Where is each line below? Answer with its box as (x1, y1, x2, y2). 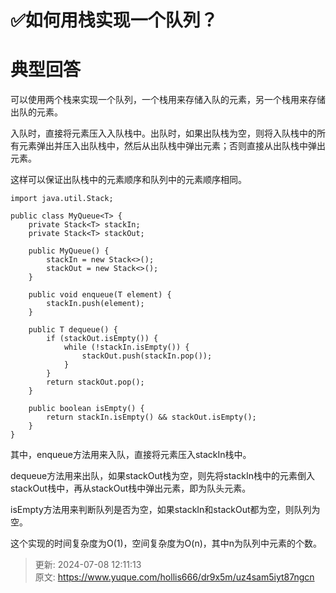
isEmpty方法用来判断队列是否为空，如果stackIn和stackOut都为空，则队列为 (10, 504, 321, 516)
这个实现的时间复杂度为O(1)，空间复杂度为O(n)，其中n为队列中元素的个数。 (10, 537, 323, 550)
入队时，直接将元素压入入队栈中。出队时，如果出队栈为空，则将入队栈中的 (10, 127, 317, 140)
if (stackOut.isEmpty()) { (46, 334, 159, 344)
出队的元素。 (10, 106, 63, 118)
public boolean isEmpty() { (28, 404, 145, 414)
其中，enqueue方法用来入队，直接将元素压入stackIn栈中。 (10, 449, 252, 461)
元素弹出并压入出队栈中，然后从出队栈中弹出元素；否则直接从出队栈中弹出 (18, 140, 326, 152)
